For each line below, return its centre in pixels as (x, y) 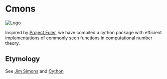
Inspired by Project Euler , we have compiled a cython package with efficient (83, 32)
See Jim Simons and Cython (34, 71)
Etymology (23, 59)
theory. (13, 43)
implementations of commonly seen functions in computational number (79, 38)
